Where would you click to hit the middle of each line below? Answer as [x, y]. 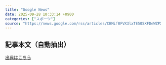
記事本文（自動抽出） [38, 45]
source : [13, 23]
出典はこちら [18, 58]
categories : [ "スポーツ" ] [30, 19]
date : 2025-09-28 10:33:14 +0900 [40, 14]
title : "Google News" [27, 10]
